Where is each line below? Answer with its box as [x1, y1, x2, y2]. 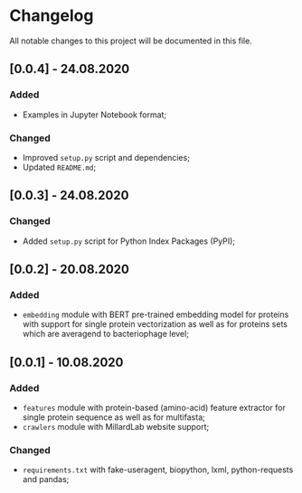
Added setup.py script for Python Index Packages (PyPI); [22, 236, 236, 246]
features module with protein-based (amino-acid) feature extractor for [22, 402, 287, 413]
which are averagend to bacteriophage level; [22, 329, 190, 340]
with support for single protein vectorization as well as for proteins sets [22, 319, 288, 330]
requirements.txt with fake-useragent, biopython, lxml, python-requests [22, 464, 294, 475]
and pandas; [22, 474, 70, 485]
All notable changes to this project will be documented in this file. [9, 35, 253, 46]
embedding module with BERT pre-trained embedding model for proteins [22, 309, 289, 321]
